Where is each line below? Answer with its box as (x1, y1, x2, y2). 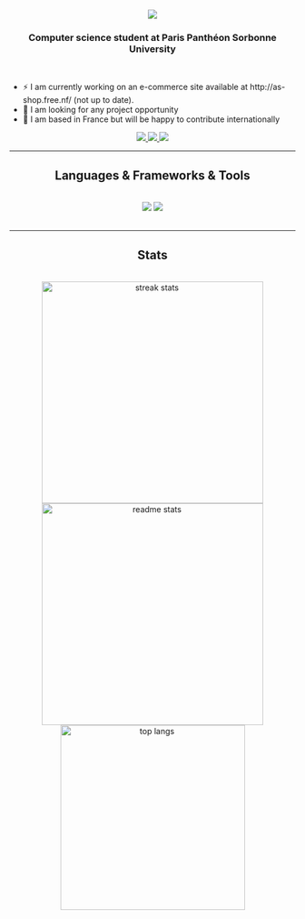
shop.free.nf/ (22, 95, 73, 106)
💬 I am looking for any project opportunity (22, 105, 179, 116)
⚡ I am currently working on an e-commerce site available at (22, 82, 248, 93)
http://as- (249, 82, 286, 93)
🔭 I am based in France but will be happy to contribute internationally (22, 114, 280, 125)
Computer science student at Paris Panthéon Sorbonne (28, 32, 277, 45)
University (128, 43, 177, 56)
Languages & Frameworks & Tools (54, 167, 251, 183)
